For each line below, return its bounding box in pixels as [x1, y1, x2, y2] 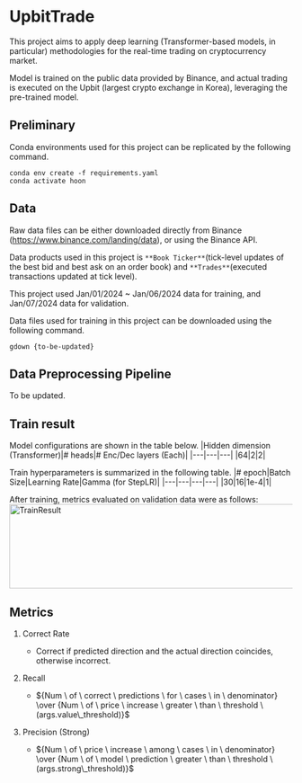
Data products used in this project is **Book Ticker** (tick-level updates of [9, 252, 285, 262]
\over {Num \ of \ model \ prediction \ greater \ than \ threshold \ [35, 753, 273, 764]
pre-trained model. [9, 92, 79, 102]
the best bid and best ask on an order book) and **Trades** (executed [9, 261, 268, 271]
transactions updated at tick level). [9, 271, 138, 281]
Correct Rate [22, 628, 70, 639]
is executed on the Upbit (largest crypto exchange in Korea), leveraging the [9, 82, 288, 93]
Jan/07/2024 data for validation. [9, 298, 129, 308]
